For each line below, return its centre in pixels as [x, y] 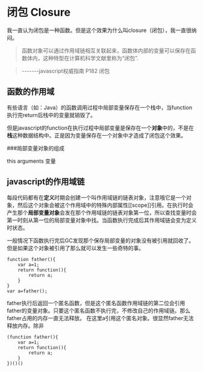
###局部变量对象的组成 [36, 148]
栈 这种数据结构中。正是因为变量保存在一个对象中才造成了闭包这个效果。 [96, 135]
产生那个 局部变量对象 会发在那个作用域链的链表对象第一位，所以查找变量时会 [102, 212]
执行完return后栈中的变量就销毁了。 [51, 115]
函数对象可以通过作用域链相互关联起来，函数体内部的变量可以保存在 [106, 50]
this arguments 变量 [31, 161]
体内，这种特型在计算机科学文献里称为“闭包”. [83, 58]
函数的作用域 [31, 92]
